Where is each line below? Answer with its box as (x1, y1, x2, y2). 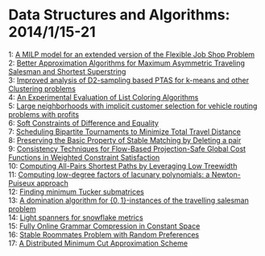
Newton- (211, 170, 242, 179)
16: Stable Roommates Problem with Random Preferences (8, 229, 200, 239)
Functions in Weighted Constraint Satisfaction (8, 152, 160, 162)
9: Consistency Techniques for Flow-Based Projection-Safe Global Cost (8, 144, 246, 153)
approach (36, 178, 68, 187)
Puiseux (8, 178, 35, 187)
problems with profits (8, 109, 79, 119)
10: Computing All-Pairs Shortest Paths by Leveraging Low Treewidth (8, 161, 238, 170)
